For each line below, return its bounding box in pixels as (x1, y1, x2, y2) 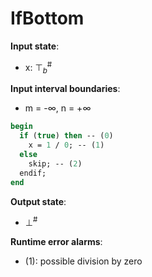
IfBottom (10, 7, 85, 30)
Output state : (10, 195, 67, 207)
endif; (19, 168, 47, 178)
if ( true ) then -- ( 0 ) (19, 131, 114, 141)
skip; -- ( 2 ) (28, 158, 83, 169)
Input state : (10, 40, 60, 52)
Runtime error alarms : (10, 236, 103, 248)
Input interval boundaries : (10, 83, 121, 95)
